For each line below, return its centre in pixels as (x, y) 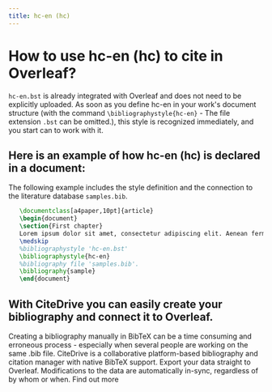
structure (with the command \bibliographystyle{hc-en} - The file (119, 113)
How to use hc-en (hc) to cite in (116, 55)
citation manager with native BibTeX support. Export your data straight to (130, 362)
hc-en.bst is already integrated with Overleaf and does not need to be (125, 96)
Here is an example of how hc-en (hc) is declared (134, 155)
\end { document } (45, 279)
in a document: (47, 168)
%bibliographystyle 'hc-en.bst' (74, 249)
